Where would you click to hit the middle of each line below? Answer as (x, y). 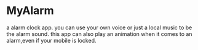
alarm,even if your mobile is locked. (51, 40)
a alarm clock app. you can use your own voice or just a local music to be (99, 27)
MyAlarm (30, 11)
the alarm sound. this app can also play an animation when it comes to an (99, 34)
